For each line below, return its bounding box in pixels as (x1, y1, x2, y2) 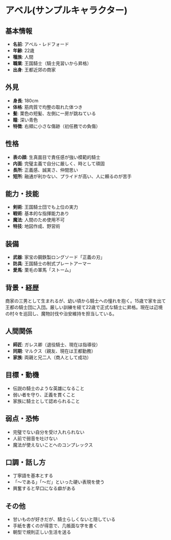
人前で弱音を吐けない (12, 435, 58, 441)
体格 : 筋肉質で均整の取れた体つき (12, 104, 83, 110)
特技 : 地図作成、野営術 (12, 223, 60, 229)
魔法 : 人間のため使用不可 (12, 217, 65, 223)
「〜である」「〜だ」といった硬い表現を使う (12, 479, 105, 485)
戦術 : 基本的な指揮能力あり (12, 210, 69, 217)
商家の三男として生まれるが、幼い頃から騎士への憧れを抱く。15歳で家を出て (5, 298, 166, 304)
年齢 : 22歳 (12, 48, 35, 54)
